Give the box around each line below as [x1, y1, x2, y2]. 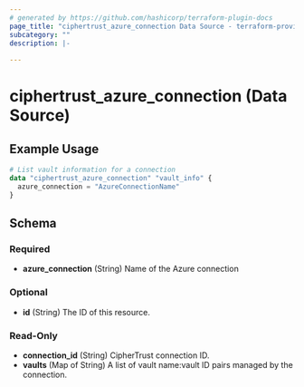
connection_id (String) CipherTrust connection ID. [22, 350, 210, 361]
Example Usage [9, 141, 100, 157]
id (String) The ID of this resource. [22, 306, 151, 317]
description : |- [9, 38, 71, 48]
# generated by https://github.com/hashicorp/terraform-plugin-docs [9, 13, 273, 23]
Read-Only [9, 329, 59, 342]
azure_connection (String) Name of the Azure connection [22, 264, 240, 275]
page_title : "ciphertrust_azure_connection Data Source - [9, 22, 233, 31]
